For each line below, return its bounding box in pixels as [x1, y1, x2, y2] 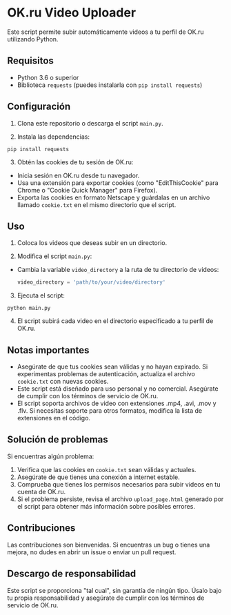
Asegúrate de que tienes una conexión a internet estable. [17, 473, 181, 481]
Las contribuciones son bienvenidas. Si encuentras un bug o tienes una [7, 540, 210, 549]
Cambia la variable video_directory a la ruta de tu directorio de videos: [17, 266, 219, 274]
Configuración [7, 101, 71, 113]
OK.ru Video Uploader [7, 5, 137, 21]
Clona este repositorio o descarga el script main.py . [17, 119, 163, 127]
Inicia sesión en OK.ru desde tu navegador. [17, 171, 140, 179]
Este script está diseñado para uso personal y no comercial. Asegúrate [17, 384, 219, 393]
